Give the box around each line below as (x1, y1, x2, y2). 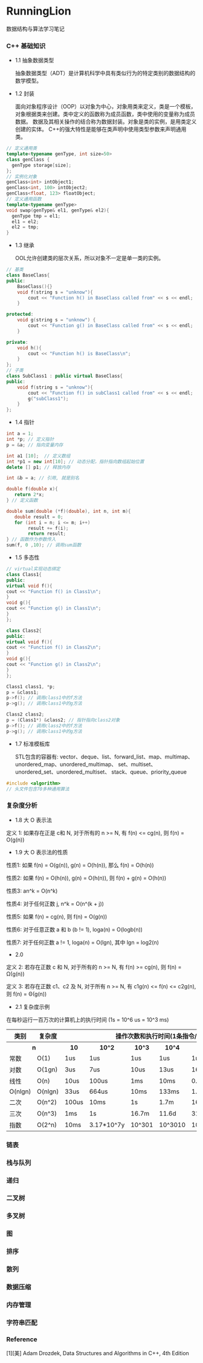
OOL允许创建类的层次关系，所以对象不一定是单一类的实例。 (14, 255, 164, 262)
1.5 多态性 (14, 554, 40, 561)
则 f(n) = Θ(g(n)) (6, 990, 47, 997)
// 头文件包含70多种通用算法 (6, 786, 69, 792)
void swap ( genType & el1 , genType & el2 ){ (6, 207, 110, 213)
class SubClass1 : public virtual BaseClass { (6, 373, 123, 380)
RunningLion (6, 4, 71, 18)
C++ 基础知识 (6, 41, 46, 50)
